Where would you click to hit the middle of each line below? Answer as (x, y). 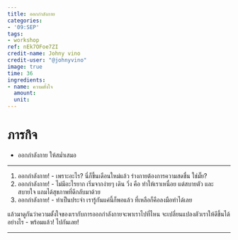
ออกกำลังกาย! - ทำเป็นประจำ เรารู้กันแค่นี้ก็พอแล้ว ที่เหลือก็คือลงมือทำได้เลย (105, 200)
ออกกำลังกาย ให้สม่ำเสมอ (47, 155)
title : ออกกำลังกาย (31, 14)
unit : (22, 100)
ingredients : (27, 80)
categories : (25, 21)
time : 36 (20, 73)
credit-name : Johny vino (44, 54)
